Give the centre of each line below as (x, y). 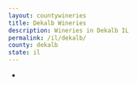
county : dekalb (33, 45)
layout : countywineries (48, 15)
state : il (25, 52)
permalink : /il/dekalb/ (48, 38)
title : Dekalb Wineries (48, 23)
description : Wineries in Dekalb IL (68, 30)
